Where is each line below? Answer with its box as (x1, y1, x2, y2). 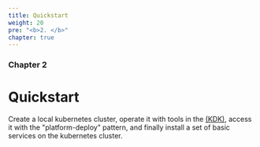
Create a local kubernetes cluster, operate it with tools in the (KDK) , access (8, 115, 252, 124)
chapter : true (8, 33, 55, 42)
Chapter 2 (8, 60, 47, 71)
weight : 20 (8, 19, 44, 27)
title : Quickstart (8, 11, 69, 20)
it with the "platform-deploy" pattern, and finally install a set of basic (8, 123, 231, 132)
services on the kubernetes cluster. (8, 131, 123, 141)
